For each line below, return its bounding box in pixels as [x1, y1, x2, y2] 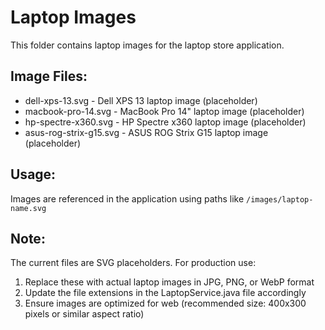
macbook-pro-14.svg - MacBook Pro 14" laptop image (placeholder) [24, 105, 305, 117]
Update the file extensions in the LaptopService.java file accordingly [24, 287, 307, 299]
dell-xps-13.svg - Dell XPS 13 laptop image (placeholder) [24, 94, 258, 106]
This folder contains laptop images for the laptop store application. [10, 39, 285, 51]
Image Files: [10, 68, 88, 85]
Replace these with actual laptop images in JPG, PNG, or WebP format [24, 276, 315, 288]
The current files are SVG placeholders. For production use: [10, 257, 257, 269]
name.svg [10, 203, 47, 213]
